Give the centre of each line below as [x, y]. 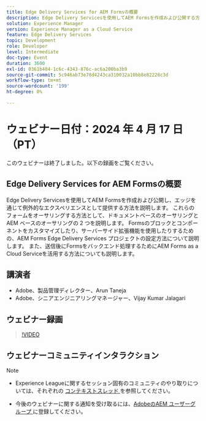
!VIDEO [30, 335]
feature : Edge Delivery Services [49, 35]
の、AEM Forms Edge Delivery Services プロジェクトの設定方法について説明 [103, 238]
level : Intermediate [33, 52]
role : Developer [27, 47]
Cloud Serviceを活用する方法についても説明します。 [72, 253]
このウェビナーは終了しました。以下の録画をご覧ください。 [82, 162]
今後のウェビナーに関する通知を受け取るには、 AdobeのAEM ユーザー [103, 404]
